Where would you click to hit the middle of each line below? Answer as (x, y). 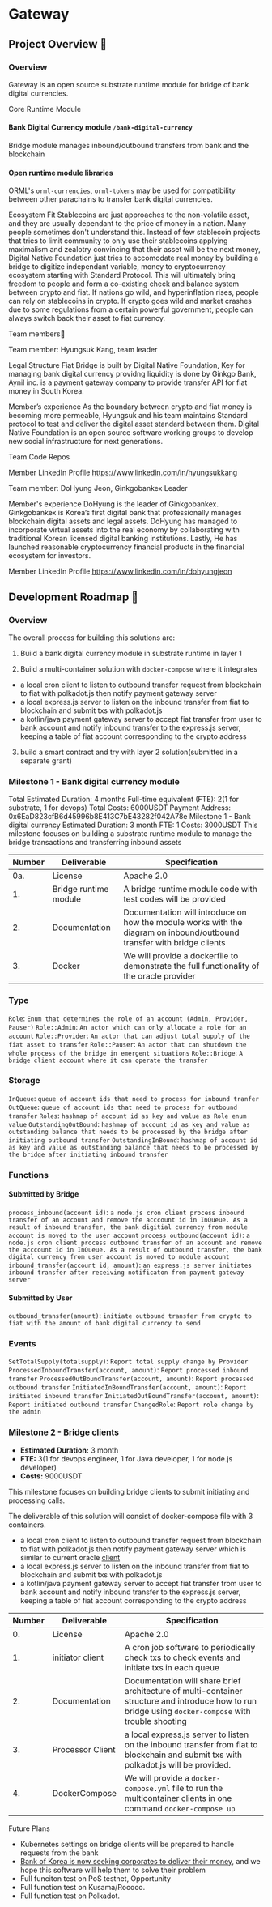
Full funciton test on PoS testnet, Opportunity (96, 1878)
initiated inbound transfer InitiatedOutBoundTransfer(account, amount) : (134, 1396)
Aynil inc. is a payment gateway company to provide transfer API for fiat (128, 382)
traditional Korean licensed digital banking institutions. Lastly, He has (123, 539)
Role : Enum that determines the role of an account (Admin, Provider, (128, 1018)
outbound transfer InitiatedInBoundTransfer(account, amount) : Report (127, 1387)
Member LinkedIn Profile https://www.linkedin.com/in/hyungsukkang (123, 473)
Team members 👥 (37, 334)
